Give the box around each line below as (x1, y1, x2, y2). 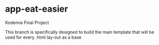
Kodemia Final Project (5, 20, 49, 25)
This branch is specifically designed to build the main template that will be (5, 29, 155, 35)
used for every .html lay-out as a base (5, 34, 82, 40)
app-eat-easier (5, 3, 68, 15)
